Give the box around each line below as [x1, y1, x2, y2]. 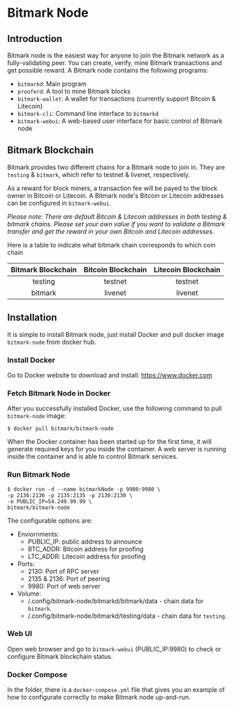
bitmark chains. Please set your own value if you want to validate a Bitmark [7, 219, 226, 228]
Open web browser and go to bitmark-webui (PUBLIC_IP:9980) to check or [7, 644, 221, 653]
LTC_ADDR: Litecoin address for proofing [27, 552, 146, 561]
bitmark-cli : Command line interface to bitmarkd [17, 110, 159, 117]
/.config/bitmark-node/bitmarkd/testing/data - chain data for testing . [27, 612, 227, 620]
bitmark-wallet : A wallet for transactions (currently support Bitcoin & [17, 94, 217, 103]
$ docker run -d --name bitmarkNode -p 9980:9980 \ [7, 486, 161, 493]
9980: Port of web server [27, 581, 101, 590]
